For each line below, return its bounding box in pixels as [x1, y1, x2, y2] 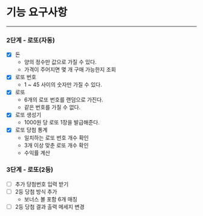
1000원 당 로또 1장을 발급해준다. [24, 119, 100, 126]
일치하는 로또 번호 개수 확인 [24, 134, 89, 141]
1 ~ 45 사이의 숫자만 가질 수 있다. [24, 81, 103, 88]
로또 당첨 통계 [14, 126, 48, 133]
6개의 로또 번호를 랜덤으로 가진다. [24, 96, 104, 103]
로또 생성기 [14, 111, 42, 118]
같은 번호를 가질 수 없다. [24, 104, 81, 111]
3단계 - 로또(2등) [6, 165, 53, 174]
